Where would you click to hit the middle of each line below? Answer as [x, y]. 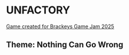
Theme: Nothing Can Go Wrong [65, 45]
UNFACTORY [38, 10]
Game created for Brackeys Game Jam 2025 [60, 26]
